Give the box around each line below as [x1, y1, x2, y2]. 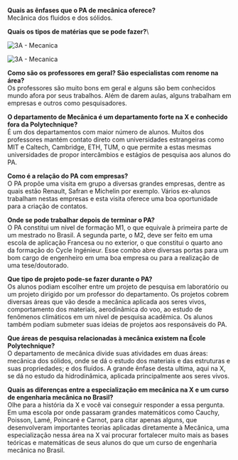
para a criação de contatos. [7, 202, 88, 210]
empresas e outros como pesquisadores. [7, 99, 128, 107]
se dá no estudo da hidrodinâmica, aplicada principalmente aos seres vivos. [7, 372, 229, 380]
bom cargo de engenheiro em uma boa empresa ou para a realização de [7, 254, 220, 262]
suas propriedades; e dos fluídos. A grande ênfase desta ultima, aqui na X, [7, 364, 226, 373]
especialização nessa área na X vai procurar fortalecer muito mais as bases [7, 431, 229, 439]
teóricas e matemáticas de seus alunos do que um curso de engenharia [7, 439, 217, 446]
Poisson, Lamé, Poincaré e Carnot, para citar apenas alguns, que [7, 416, 198, 424]
